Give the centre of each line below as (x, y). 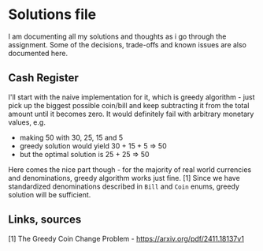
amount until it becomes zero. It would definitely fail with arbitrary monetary (131, 114)
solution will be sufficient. (50, 194)
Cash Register (43, 78)
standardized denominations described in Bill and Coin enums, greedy (124, 186)
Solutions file (52, 15)
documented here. (38, 53)
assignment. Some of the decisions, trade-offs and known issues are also (127, 44)
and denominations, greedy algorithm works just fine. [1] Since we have (124, 178)
